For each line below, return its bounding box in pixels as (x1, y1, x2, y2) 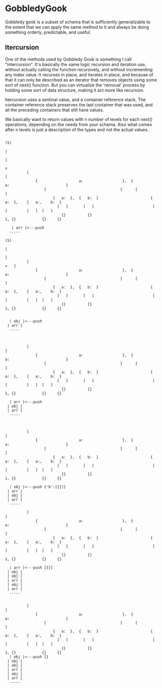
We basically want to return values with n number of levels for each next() (5, 116, 153, 122)
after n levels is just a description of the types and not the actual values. (5, 127, 149, 133)
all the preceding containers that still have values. (5, 107, 104, 113)
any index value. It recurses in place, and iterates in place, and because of (5, 71, 154, 78)
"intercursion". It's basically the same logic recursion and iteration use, (5, 61, 146, 67)
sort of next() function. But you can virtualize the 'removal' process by (5, 82, 146, 88)
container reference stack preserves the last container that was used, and (5, 101, 153, 107)
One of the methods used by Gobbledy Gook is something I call (5, 56, 132, 62)
